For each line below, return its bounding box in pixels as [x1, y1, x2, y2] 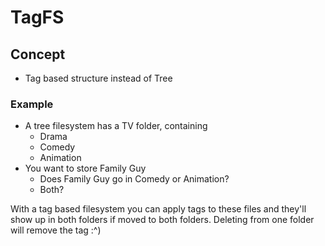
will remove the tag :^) [10, 224, 102, 236]
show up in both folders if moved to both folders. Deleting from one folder [10, 214, 315, 226]
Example [10, 97, 54, 111]
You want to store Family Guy [24, 162, 147, 175]
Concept [10, 46, 66, 63]
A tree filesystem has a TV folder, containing [24, 120, 208, 132]
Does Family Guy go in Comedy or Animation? [39, 173, 230, 185]
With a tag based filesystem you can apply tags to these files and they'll [10, 203, 307, 215]
